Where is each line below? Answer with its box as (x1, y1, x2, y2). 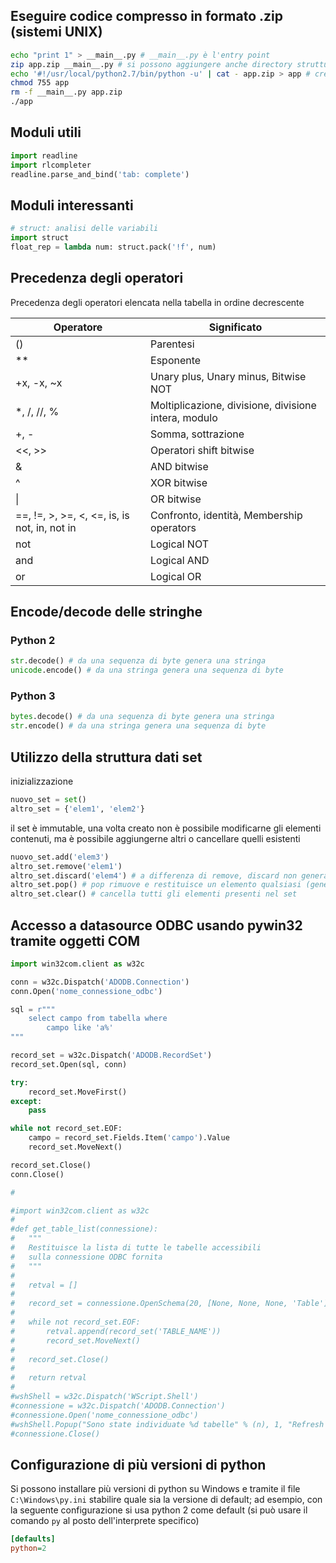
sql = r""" (10, 1004, 56, 1014)
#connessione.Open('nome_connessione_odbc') (10, 1410, 199, 1420)
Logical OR (150, 569, 202, 583)
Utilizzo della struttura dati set (10, 749, 203, 766)
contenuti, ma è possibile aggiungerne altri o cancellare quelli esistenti (10, 832, 301, 844)
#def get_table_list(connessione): (10, 1224, 159, 1234)
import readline (10, 150, 78, 161)
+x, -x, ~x (15, 375, 63, 389)
